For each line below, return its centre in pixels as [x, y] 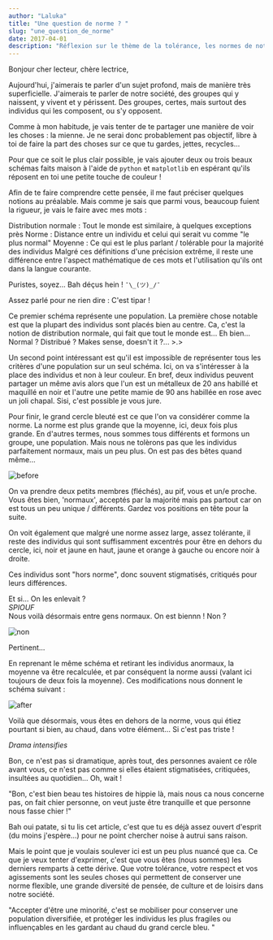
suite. [17, 518]
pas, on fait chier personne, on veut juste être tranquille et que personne [130, 803]
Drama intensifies [38, 745]
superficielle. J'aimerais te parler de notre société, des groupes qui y [124, 93]
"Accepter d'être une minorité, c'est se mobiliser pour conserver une [123, 910]
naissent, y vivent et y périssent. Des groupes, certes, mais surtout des [128, 102]
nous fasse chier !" [40, 811]
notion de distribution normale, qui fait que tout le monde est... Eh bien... [129, 333]
